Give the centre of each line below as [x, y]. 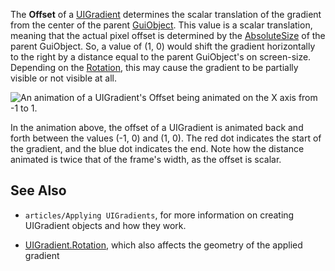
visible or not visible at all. [64, 78]
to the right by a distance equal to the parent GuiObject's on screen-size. [161, 57]
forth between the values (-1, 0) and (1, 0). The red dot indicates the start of [166, 138]
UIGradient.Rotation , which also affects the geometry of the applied [163, 245]
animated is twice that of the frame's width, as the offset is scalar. [146, 159]
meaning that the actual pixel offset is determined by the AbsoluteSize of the [168, 35]
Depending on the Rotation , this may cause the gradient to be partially [154, 67]
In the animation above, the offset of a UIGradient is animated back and [157, 127]
